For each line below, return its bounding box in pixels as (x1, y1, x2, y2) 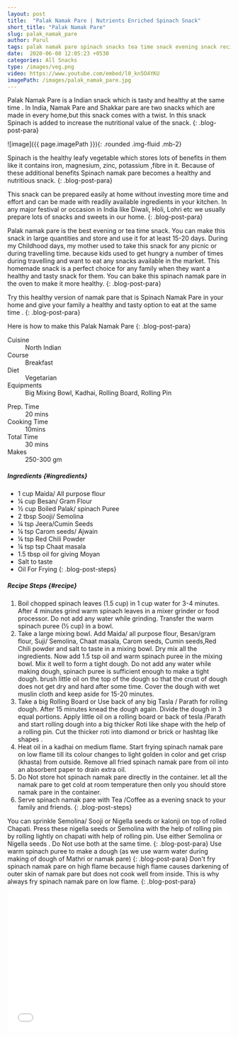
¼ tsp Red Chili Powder (17, 534, 86, 544)
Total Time (7, 433, 39, 441)
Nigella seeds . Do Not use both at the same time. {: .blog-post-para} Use (7, 839, 222, 848)
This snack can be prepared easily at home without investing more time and (7, 190, 229, 199)
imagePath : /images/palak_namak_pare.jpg (7, 76, 132, 84)
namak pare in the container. (17, 788, 101, 797)
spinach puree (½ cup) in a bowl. (17, 622, 114, 630)
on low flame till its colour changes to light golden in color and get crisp (17, 751, 227, 759)
